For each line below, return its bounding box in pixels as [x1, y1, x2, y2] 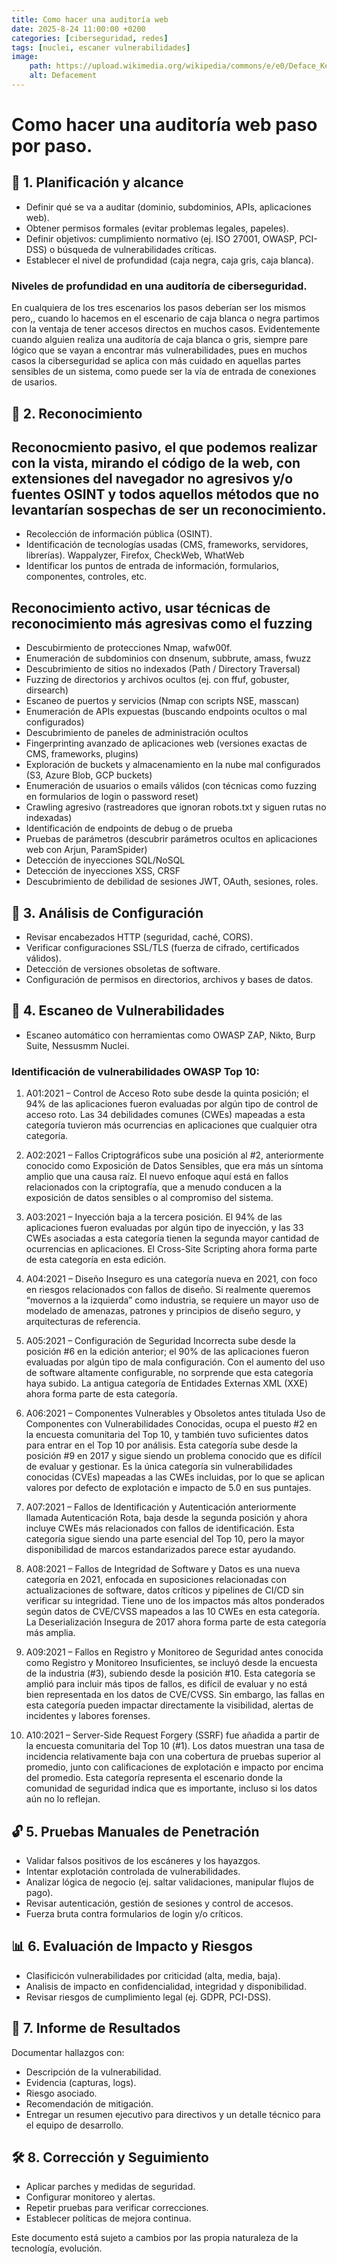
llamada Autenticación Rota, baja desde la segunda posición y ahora [25, 1512, 308, 1524]
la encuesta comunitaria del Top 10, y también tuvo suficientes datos [25, 1429, 309, 1441]
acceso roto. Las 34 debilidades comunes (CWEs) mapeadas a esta [25, 1109, 306, 1121]
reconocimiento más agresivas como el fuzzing [11, 615, 313, 632]
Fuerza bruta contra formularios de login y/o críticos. [25, 1907, 244, 1920]
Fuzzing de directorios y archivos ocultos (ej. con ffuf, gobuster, [25, 674, 290, 686]
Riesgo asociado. [25, 2087, 98, 2099]
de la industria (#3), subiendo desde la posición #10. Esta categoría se [25, 1667, 316, 1680]
